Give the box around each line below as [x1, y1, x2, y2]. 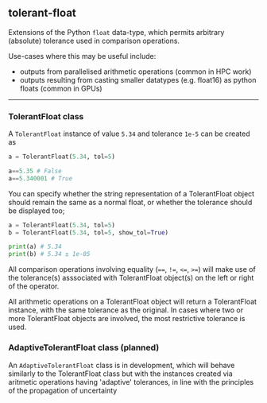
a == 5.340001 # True [8, 174, 73, 182]
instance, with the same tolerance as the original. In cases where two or [8, 305, 244, 315]
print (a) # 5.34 [8, 242, 62, 251]
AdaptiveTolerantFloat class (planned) [8, 342, 160, 353]
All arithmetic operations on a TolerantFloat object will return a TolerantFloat [8, 297, 257, 307]
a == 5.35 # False [8, 167, 62, 175]
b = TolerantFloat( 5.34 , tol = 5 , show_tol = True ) [8, 228, 169, 237]
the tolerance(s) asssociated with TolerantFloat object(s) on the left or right [8, 273, 254, 283]
